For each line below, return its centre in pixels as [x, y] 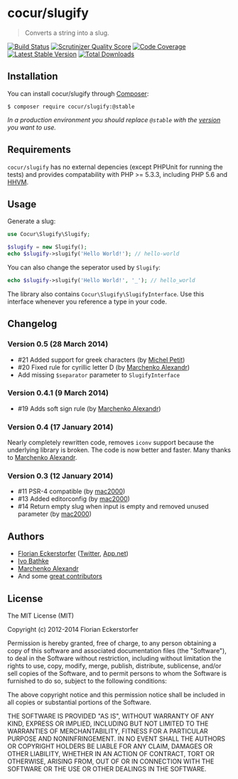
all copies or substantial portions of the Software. [79, 702]
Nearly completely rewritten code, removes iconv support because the [111, 443]
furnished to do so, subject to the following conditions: [87, 681]
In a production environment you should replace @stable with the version [114, 119]
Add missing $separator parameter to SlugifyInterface [98, 375]
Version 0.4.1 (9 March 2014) [58, 393]
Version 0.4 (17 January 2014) [60, 426]
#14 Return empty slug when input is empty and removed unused [113, 507]
